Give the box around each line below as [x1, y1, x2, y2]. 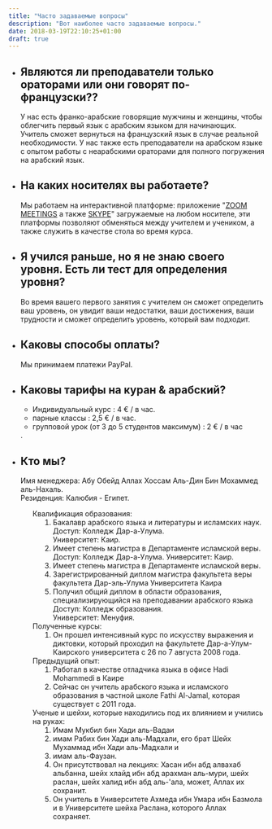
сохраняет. [52, 812, 91, 822]
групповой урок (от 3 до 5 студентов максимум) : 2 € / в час [32, 422, 244, 432]
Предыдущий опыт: [32, 656, 100, 666]
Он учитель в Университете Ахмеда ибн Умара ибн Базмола [52, 795, 262, 805]
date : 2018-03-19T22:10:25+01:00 [8, 27, 122, 35]
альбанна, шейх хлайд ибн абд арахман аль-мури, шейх [52, 769, 249, 779]
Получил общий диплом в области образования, [52, 587, 222, 597]
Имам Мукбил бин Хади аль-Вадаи [52, 726, 175, 735]
